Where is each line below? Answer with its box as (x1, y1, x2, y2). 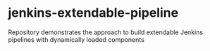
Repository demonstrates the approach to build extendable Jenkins (8, 28, 204, 36)
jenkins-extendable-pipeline (8, 5, 179, 21)
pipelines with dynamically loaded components (8, 35, 145, 43)
